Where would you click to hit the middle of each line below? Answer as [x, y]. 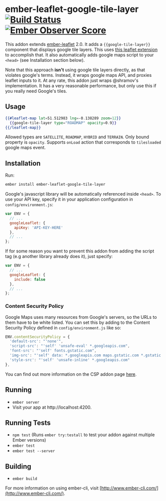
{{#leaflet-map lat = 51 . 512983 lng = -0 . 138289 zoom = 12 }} [63, 118]
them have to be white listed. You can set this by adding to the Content [78, 322]
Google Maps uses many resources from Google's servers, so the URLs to [81, 317]
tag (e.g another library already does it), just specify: [59, 256]
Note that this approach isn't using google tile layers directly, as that [75, 70]
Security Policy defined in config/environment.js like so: [63, 327]
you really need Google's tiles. [36, 91]
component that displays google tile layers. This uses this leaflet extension [82, 49]
